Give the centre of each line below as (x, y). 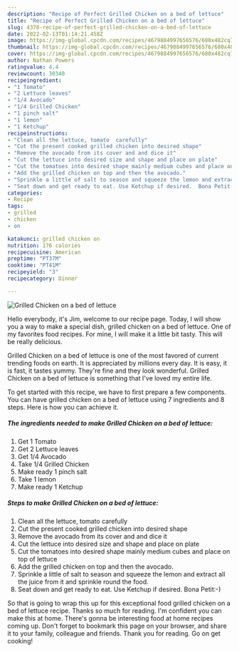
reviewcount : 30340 (36, 73)
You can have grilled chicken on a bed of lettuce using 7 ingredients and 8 (116, 399)
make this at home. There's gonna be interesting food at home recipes (110, 618)
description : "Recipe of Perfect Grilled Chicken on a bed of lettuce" (116, 14)
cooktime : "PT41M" (34, 265)
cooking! (20, 641)
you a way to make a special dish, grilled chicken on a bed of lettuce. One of (119, 326)
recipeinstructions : (38, 133)
